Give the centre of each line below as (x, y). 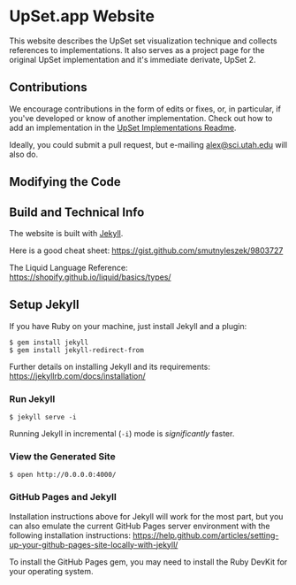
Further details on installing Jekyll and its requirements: (110, 366)
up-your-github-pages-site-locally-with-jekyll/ (94, 544)
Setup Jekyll (44, 305)
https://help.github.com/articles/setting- (205, 535)
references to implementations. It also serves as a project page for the (137, 50)
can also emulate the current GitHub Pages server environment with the (140, 526)
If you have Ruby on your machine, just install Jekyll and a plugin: (128, 326)
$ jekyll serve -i (43, 418)
